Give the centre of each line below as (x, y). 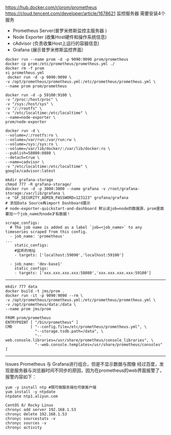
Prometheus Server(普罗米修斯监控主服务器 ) (60, 31)
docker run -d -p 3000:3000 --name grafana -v (55, 189)
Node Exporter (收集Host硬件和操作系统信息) (60, 37)
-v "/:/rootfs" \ (24, 109)
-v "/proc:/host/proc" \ (32, 99)
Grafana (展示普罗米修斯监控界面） (49, 50)
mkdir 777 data (21, 287)
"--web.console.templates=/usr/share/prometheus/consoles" (99, 345)
